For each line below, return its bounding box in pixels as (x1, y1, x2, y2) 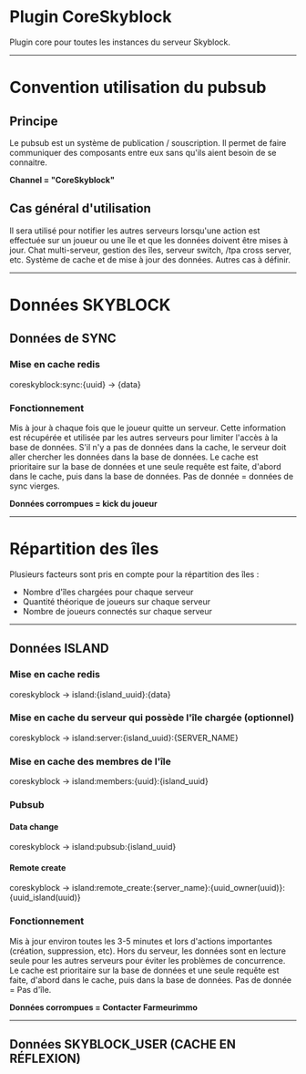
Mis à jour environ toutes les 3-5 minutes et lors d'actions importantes (9, 935, 273, 946)
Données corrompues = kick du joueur (9, 498, 158, 509)
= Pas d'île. (9, 984, 52, 995)
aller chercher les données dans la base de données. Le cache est (9, 451, 259, 462)
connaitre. (9, 157, 48, 168)
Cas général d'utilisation (9, 201, 152, 216)
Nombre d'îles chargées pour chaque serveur (22, 586, 194, 597)
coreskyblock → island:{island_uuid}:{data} (9, 688, 171, 699)
